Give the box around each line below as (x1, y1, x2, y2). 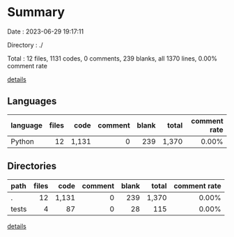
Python (10, 137, 35, 146)
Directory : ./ (7, 40, 43, 49)
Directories (7, 160, 57, 172)
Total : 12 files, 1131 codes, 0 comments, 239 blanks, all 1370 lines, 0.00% (7, 54, 218, 63)
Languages (7, 95, 57, 107)
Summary (7, 4, 65, 20)
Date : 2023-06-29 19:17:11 (7, 27, 84, 36)
